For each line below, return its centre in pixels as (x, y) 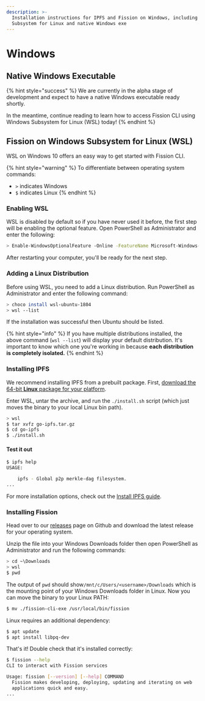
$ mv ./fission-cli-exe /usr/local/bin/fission (68, 609)
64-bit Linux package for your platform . (56, 389)
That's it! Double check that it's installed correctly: (70, 649)
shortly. (16, 104)
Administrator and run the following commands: (66, 550)
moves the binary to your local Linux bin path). (65, 407)
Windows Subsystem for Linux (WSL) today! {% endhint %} (81, 122)
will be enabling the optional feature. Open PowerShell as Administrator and (101, 228)
